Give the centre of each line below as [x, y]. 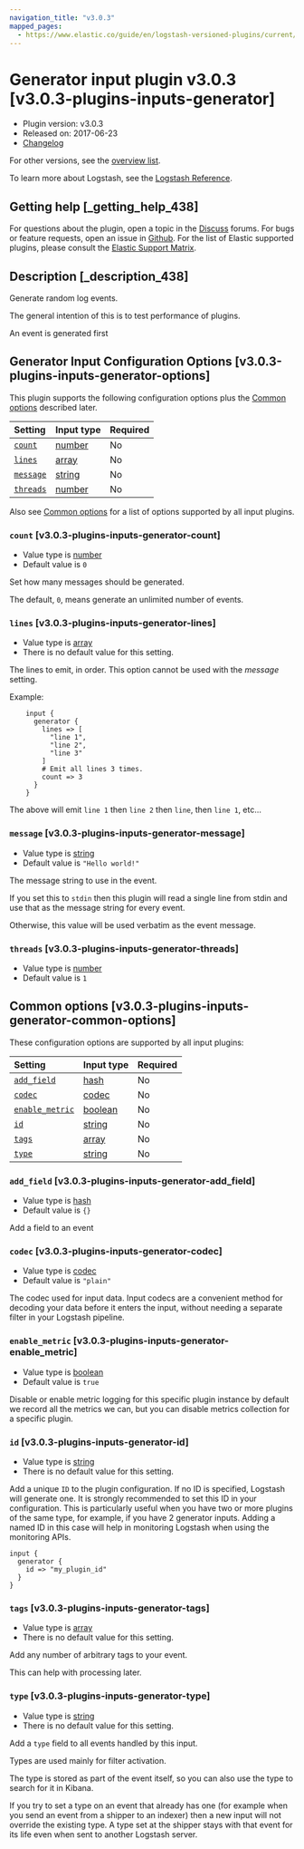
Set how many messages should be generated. [97, 582]
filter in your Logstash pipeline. [67, 1317]
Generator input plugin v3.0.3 [123, 79]
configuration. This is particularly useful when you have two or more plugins [152, 1508]
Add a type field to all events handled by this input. [104, 1743]
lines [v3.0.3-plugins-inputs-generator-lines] [113, 623]
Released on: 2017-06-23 [70, 133]
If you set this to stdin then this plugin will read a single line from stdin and [148, 897]
